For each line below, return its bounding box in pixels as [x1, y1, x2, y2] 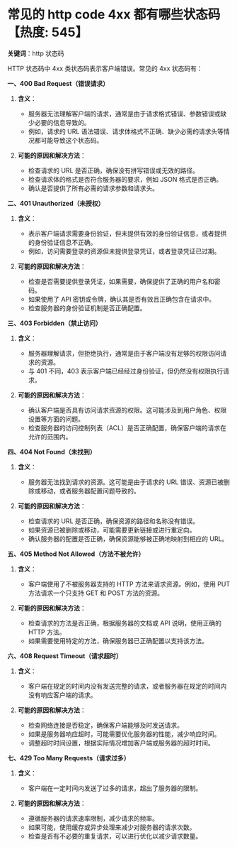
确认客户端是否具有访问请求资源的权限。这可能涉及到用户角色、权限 [28, 405, 227, 414]
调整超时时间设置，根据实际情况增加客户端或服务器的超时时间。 [28, 738, 214, 747]
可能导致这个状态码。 [40, 136, 103, 144]
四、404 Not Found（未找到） [7, 447, 97, 456]
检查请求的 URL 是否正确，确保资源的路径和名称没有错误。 [28, 516, 200, 525]
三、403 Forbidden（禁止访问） [7, 319, 102, 327]
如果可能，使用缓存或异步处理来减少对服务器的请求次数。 [28, 823, 196, 831]
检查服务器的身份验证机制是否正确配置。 [28, 303, 146, 312]
